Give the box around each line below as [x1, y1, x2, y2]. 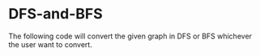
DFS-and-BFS [8, 5, 103, 23]
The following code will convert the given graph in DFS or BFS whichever [8, 31, 253, 41]
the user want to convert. [8, 39, 93, 49]
